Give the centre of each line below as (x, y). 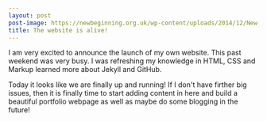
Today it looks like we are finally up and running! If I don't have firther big (128, 85)
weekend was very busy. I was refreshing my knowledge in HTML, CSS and (132, 61)
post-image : (28, 23)
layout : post (30, 15)
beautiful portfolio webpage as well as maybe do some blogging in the (123, 102)
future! (19, 110)
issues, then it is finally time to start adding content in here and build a (123, 93)
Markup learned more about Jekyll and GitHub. (85, 70)
